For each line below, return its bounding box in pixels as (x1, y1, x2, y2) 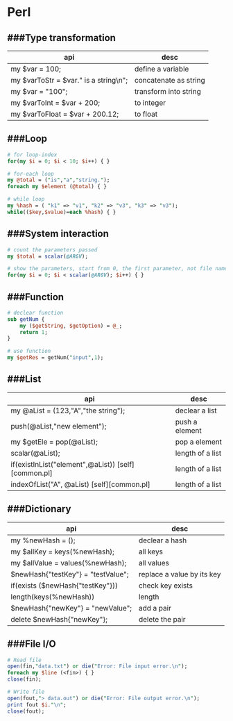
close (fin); (7, 676, 42, 683)
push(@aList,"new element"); (10, 421, 107, 431)
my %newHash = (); (10, 536, 76, 545)
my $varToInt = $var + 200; (10, 98, 101, 108)
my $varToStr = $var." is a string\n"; (10, 76, 128, 85)
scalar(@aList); (10, 448, 60, 458)
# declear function (7, 309, 64, 316)
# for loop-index (7, 151, 58, 158)
